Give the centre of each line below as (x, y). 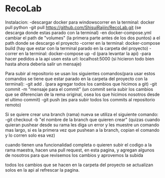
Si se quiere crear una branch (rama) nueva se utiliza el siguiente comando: (82, 114)
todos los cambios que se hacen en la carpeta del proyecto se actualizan (79, 165)
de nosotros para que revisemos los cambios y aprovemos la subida (74, 155)
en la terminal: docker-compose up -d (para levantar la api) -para (85, 53)
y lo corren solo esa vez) (30, 135)
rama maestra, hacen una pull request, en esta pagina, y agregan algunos (80, 150)
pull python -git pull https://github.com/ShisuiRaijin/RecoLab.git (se (73, 27)
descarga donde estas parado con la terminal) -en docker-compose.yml (78, 32)
